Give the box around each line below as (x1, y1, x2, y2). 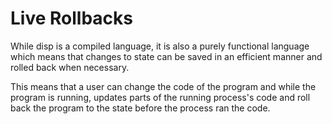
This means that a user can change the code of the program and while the (10, 80, 317, 92)
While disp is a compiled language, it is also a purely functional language (10, 40, 310, 52)
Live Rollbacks (10, 7, 133, 30)
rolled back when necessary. (10, 61, 130, 73)
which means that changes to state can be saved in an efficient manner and (10, 50, 323, 62)
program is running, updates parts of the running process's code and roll (10, 91, 311, 103)
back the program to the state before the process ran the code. (10, 102, 271, 114)
